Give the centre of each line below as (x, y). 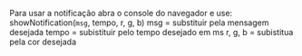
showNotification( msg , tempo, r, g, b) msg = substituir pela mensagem (139, 23)
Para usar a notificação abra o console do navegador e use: (121, 13)
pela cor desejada (43, 42)
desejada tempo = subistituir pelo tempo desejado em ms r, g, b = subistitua (151, 32)
